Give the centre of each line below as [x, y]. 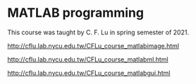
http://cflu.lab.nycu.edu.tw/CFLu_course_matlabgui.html [89, 73]
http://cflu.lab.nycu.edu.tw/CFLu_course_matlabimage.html [93, 45]
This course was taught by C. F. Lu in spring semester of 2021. [98, 32]
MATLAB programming [76, 13]
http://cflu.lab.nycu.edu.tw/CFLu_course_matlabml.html [88, 59]
